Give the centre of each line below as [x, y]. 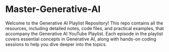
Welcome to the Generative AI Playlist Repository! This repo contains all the [84, 23]
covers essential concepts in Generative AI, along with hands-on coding [81, 39]
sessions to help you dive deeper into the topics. [56, 44]
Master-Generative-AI [53, 9]
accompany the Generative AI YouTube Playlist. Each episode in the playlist [84, 33]
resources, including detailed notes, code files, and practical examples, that [84, 28]
